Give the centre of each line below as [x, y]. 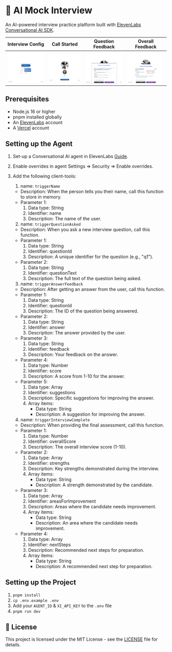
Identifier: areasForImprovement [62, 501]
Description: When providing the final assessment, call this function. [92, 425]
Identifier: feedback [49, 349]
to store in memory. [41, 197]
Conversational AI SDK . [30, 30]
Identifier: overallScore [52, 441]
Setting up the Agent [39, 144]
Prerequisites [27, 99]
